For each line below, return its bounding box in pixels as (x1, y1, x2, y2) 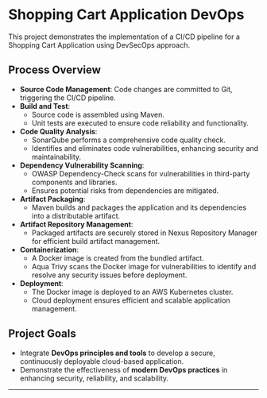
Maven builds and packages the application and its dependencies (31, 203, 247, 212)
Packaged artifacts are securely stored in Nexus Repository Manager (31, 228, 258, 238)
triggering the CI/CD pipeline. (19, 93, 117, 102)
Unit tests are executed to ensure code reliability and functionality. (31, 118, 249, 128)
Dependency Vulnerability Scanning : (19, 160, 145, 170)
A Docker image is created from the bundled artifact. (31, 253, 204, 263)
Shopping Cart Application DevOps (8, 6, 245, 24)
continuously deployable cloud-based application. (19, 356, 184, 366)
